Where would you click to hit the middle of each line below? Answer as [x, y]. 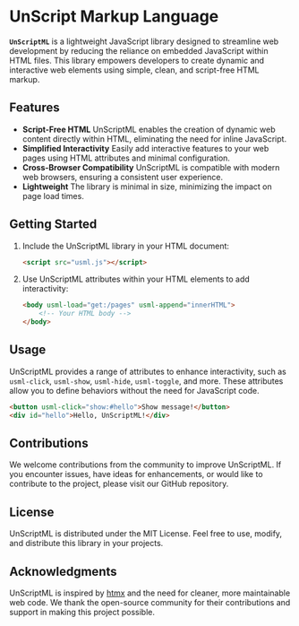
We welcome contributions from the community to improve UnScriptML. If [145, 465]
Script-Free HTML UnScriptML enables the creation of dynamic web [149, 129]
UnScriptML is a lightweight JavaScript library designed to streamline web [144, 41]
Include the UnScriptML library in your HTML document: [126, 246]
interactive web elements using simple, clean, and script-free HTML [134, 70]
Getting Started [53, 225]
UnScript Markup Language [114, 17]
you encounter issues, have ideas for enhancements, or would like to [136, 474]
